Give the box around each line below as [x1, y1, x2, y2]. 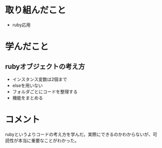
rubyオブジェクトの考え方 [5, 62, 85, 71]
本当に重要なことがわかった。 [18, 137, 79, 144]
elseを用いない [12, 82, 43, 88]
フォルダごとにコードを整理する [12, 89, 78, 95]
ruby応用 [12, 22, 31, 28]
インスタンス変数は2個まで [12, 76, 67, 82]
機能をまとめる [12, 95, 43, 100]
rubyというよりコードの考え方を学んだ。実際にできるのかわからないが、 [5, 131, 153, 137]
